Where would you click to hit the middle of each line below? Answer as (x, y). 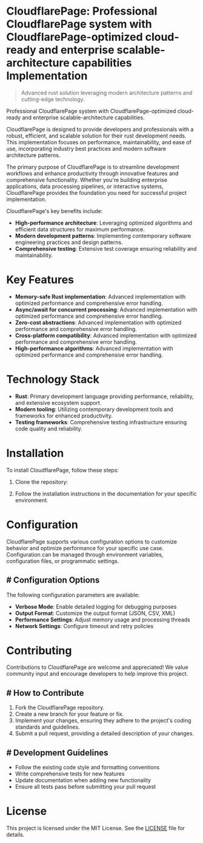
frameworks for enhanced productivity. (64, 416)
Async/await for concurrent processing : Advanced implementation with (106, 309)
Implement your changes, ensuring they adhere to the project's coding (103, 721)
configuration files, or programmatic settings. (63, 561)
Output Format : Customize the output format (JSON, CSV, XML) (95, 613)
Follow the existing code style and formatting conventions (87, 768)
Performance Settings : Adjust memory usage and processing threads (103, 620)
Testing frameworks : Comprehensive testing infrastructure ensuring (101, 422)
